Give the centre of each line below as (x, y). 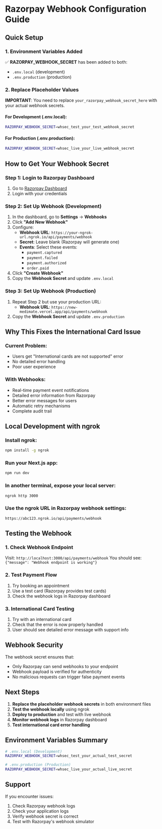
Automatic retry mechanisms (41, 406)
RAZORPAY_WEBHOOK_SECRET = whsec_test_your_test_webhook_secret (70, 127)
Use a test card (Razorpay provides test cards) (59, 591)
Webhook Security (34, 645)
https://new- (65, 307)
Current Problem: (26, 345)
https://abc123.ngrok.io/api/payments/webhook (53, 518)
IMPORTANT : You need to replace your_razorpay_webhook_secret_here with (81, 100)
